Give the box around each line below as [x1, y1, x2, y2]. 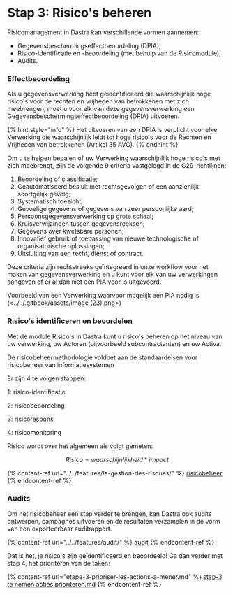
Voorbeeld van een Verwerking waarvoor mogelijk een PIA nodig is [7, 292, 200, 300]
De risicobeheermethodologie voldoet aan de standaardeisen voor [7, 353, 198, 361]
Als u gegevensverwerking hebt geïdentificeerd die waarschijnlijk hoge [7, 89, 211, 99]
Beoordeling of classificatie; [17, 175, 98, 183]
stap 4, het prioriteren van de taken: [7, 559, 110, 567]
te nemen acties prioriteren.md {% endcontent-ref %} [7, 580, 162, 588]
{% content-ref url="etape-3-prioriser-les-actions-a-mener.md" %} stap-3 [7, 572, 223, 581]
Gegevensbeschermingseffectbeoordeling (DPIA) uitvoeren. [7, 112, 180, 120]
